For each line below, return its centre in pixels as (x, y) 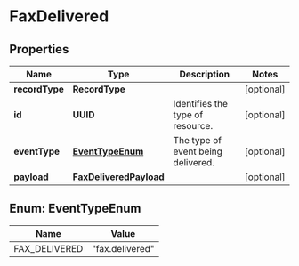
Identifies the (201, 104)
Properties (39, 49)
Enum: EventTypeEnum (75, 209)
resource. (193, 126)
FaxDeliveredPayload (118, 177)
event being (198, 151)
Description (205, 74)
